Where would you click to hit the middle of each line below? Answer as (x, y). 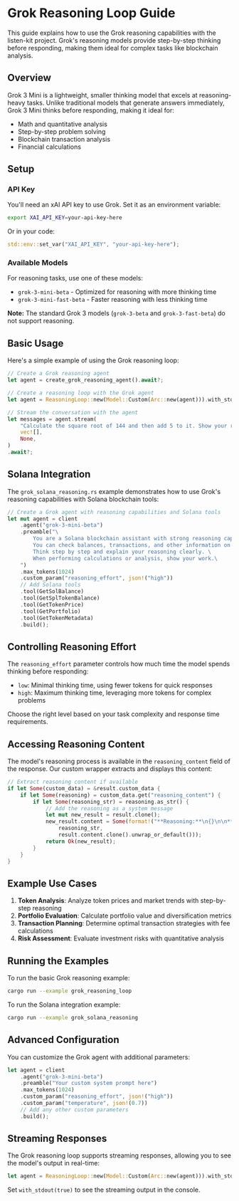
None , (28, 439)
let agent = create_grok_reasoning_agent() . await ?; (85, 380)
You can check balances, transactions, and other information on (132, 545)
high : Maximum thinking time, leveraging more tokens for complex (115, 693)
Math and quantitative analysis (63, 124)
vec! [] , (31, 432)
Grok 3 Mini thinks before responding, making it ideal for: (91, 110)
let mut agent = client (43, 519)
